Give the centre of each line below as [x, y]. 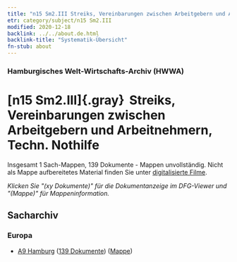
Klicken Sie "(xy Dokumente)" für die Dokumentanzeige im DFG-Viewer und [117, 186]
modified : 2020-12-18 [39, 27]
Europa [20, 235]
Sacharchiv [33, 216]
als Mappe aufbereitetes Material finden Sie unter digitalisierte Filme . [107, 172]
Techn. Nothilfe [54, 145]
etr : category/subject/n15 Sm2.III [60, 20]
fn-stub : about [30, 46]
